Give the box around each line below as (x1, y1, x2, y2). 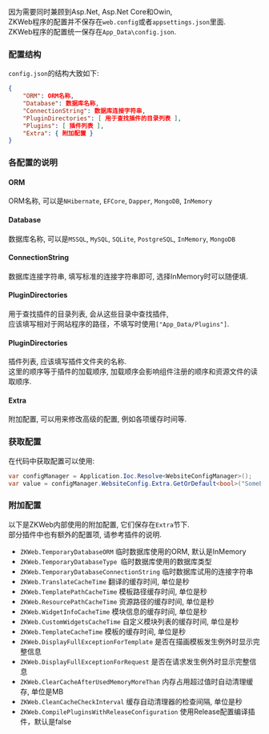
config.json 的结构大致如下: (8, 69, 99, 78)
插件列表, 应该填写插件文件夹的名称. (8, 357, 127, 367)
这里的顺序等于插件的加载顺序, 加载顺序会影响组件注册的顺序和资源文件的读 (8, 367, 258, 376)
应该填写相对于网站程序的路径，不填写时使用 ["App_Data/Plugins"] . (8, 319, 230, 329)
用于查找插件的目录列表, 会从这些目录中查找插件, (8, 309, 170, 319)
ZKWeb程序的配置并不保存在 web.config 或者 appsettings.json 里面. (8, 17, 227, 26)
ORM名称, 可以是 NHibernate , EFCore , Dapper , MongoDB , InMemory (8, 196, 213, 206)
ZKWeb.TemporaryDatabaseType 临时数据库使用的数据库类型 (19, 556, 212, 566)
